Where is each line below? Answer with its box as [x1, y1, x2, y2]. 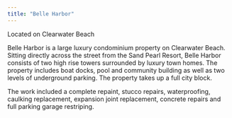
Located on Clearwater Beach [7, 30, 94, 38]
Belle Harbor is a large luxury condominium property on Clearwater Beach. [7, 43, 226, 52]
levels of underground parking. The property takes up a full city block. [7, 73, 213, 82]
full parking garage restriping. [7, 102, 94, 110]
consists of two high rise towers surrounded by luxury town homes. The [7, 58, 218, 67]
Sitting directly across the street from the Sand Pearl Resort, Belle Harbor [7, 51, 221, 59]
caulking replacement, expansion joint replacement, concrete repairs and [7, 95, 221, 103]
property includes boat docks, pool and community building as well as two [7, 66, 225, 74]
